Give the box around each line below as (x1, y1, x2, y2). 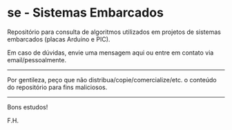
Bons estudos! (7, 102, 48, 111)
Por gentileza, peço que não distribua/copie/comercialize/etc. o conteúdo (7, 75, 217, 84)
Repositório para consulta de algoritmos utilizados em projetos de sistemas (7, 28, 221, 36)
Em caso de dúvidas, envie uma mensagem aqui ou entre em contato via (7, 48, 214, 57)
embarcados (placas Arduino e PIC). (7, 35, 110, 43)
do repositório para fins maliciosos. (7, 83, 108, 91)
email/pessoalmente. (7, 55, 67, 64)
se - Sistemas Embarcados (7, 5, 164, 21)
